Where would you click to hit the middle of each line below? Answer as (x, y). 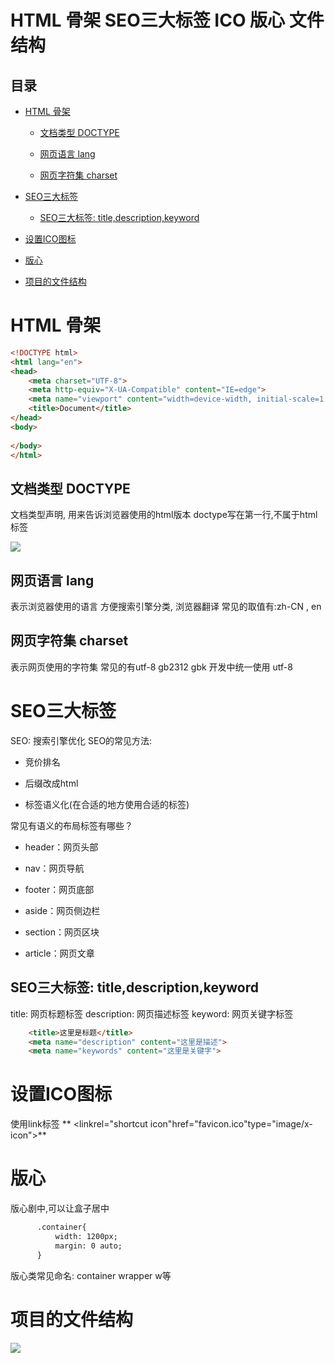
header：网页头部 (61, 847)
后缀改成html (51, 783)
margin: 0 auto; (88, 1246)
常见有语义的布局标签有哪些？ (71, 825)
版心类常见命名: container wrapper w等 (91, 1275)
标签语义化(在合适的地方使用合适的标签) (107, 804)
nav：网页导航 (54, 868)
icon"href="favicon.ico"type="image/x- (231, 1124)
